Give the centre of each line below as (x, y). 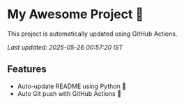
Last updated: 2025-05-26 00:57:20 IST (65, 47)
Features (27, 69)
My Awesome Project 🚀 (76, 14)
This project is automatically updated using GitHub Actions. (92, 34)
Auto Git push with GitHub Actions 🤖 (69, 93)
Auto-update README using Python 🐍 (72, 86)
